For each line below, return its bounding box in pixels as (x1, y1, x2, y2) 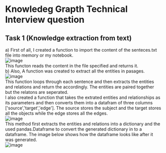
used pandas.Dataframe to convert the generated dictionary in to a (5, 126, 142, 132)
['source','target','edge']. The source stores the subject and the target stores (5, 105, 162, 111)
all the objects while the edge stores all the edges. (5, 110, 108, 116)
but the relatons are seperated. (5, 89, 69, 95)
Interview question (5, 14, 84, 25)
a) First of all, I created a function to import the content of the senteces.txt (5, 47, 157, 53)
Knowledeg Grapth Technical (5, 3, 128, 15)
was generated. (5, 137, 37, 143)
